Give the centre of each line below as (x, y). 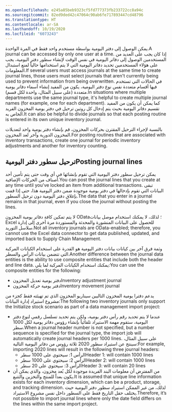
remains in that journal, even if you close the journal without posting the (81, 201)
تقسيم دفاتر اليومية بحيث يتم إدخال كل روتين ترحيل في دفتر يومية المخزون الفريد (82, 109)
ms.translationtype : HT (31, 19)
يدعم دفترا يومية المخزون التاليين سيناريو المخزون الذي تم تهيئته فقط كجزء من (80, 296)
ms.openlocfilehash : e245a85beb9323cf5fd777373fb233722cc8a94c (74, 10)
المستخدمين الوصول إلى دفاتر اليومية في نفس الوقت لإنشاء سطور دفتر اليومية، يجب (86, 59)
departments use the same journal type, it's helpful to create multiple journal (86, 97)
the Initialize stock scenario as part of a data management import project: (83, 306)
